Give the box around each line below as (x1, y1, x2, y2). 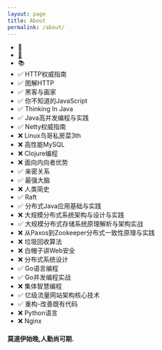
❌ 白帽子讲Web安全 (17, 247, 76, 255)
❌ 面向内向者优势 (17, 158, 69, 167)
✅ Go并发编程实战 (17, 273, 71, 282)
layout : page (7, 10, 46, 18)
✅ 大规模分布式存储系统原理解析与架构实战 (17, 220, 144, 228)
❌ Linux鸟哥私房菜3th (17, 131, 82, 140)
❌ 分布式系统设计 (17, 255, 69, 264)
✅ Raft (17, 193, 37, 202)
